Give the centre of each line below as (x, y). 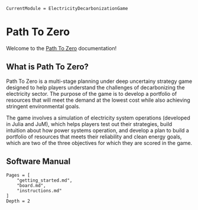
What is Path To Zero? (47, 67)
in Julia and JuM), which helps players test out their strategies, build (89, 124)
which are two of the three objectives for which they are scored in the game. (99, 143)
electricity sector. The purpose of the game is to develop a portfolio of (92, 93)
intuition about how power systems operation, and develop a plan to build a (98, 130)
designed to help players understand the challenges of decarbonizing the (95, 87)
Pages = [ (18, 175)
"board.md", (31, 185)
